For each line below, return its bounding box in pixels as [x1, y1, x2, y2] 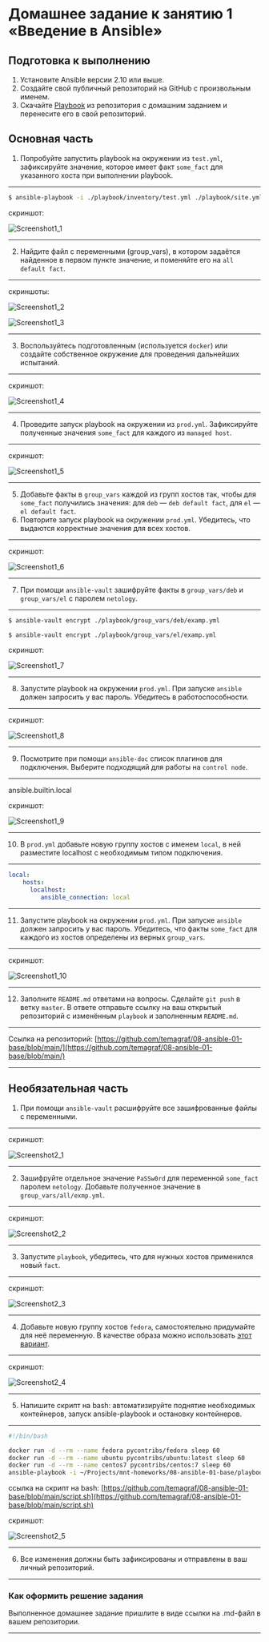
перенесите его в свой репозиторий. [19, 109, 147, 119]
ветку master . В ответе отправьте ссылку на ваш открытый [19, 1002, 222, 1012]
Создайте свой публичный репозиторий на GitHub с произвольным [19, 83, 251, 93]
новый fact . [19, 1260, 61, 1270]
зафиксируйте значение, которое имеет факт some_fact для [19, 162, 223, 171]
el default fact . [19, 506, 77, 516]
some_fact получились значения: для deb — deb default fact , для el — [19, 497, 261, 507]
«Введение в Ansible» [8, 22, 163, 40]
